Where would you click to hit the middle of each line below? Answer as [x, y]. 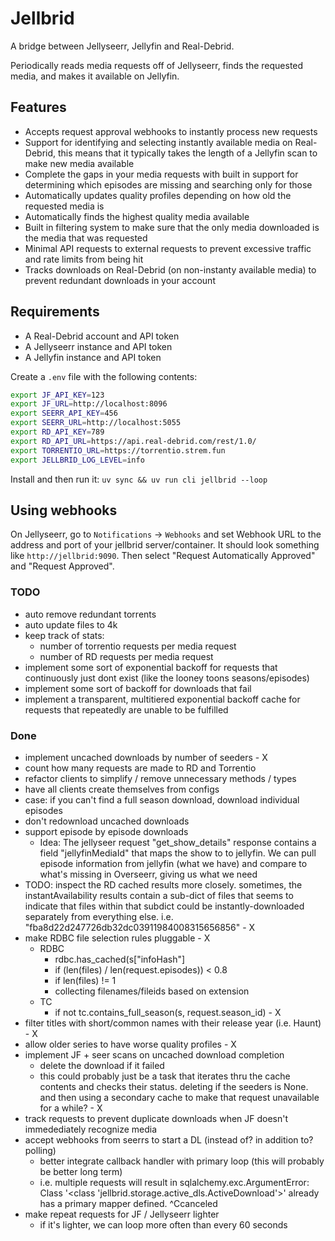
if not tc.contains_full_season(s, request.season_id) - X [168, 1012]
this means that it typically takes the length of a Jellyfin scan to [187, 153]
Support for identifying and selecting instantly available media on [158, 142]
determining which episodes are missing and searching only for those [168, 184]
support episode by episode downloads [106, 831]
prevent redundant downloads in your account [120, 280]
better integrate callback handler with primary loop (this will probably [182, 1161]
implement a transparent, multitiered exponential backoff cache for [162, 699]
